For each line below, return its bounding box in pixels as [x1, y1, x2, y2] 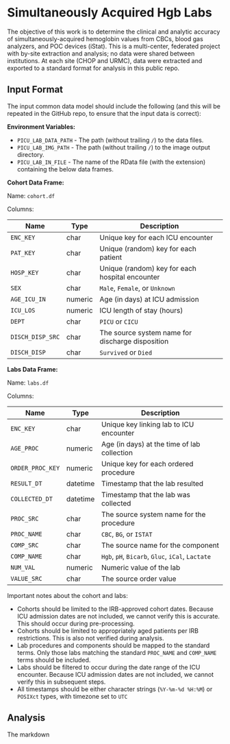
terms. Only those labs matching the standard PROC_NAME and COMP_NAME [16, 648, 217, 656]
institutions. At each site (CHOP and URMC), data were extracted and [7, 56, 203, 64]
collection [101, 448, 133, 457]
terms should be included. [16, 656, 91, 664]
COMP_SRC [10, 541, 39, 549]
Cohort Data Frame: [7, 178, 64, 187]
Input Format [7, 84, 64, 95]
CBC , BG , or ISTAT [101, 529, 153, 539]
